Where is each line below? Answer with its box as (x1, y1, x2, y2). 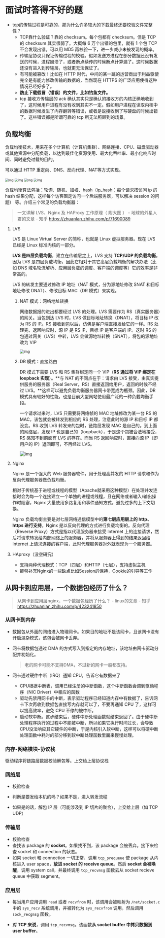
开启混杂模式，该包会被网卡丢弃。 (12, 634, 82, 641)
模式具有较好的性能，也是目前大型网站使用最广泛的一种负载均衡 (19, 393, 149, 399)
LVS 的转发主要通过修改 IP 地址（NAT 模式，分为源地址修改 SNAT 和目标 (12, 281, 160, 287)
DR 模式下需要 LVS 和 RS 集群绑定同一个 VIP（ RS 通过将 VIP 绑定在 (19, 369, 156, 375)
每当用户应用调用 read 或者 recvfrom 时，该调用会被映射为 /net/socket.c (12, 899, 160, 905)
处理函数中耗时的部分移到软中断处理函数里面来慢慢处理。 (19, 732, 136, 738)
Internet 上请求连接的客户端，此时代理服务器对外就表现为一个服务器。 (12, 541, 155, 547)
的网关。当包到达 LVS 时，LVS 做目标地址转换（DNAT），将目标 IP (19, 314, 154, 320)
